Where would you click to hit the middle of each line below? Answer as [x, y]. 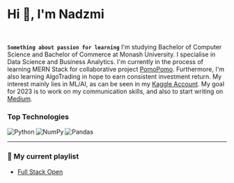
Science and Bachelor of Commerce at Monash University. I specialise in [111, 54]
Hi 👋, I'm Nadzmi [56, 14]
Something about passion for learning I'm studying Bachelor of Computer [115, 47]
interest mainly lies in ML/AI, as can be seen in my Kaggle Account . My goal [116, 83]
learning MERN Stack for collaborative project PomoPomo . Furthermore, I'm [116, 69]
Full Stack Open [40, 172]
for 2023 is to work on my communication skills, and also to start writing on [115, 91]
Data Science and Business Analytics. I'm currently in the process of [106, 61]
